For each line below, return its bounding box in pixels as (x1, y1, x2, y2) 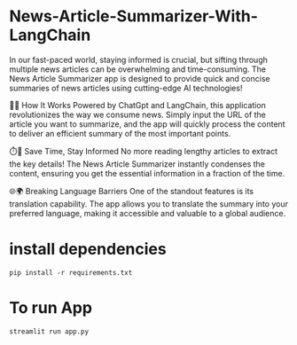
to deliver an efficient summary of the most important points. (9, 128, 231, 138)
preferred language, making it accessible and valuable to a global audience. (9, 208, 286, 218)
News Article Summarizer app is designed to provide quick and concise (9, 73, 270, 83)
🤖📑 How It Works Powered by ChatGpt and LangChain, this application (9, 99, 266, 110)
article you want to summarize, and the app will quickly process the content (9, 118, 285, 129)
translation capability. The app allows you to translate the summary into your (9, 198, 288, 209)
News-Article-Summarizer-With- (9, 6, 259, 27)
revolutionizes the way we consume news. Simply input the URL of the (9, 109, 266, 120)
